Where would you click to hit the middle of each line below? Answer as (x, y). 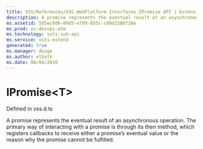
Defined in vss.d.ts (30, 109)
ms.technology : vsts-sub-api (43, 34)
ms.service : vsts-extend (37, 40)
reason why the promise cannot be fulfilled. (60, 140)
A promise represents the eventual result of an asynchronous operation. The (101, 121)
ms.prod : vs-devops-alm (36, 29)
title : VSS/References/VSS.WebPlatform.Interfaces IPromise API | (92, 12)
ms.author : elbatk (29, 57)
